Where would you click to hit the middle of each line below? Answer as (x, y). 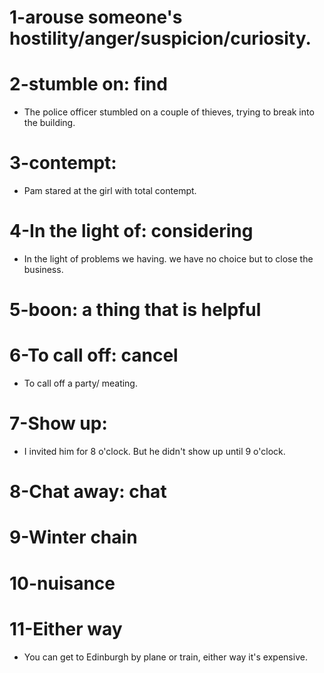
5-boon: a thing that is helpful (135, 310)
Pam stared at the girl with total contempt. (110, 191)
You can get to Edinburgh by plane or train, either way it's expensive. (165, 657)
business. (43, 269)
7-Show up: (58, 423)
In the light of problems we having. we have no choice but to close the (168, 259)
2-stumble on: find (88, 84)
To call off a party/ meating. (80, 383)
